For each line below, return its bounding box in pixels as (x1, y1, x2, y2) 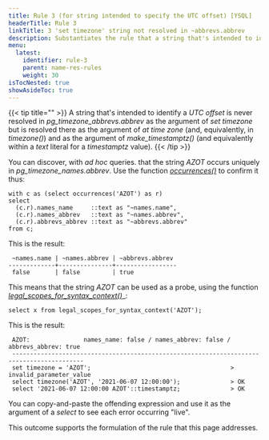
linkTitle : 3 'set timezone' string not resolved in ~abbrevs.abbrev (8, 26, 246, 34)
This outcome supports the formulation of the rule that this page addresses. (8, 423, 259, 433)
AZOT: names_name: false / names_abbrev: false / (11, 336, 231, 344)
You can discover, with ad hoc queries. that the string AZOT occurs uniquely (8, 158, 260, 167)
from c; (8, 225, 34, 233)
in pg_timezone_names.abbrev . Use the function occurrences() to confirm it (8, 166, 259, 176)
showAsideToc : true (8, 86, 74, 94)
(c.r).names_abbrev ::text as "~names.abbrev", (15, 211, 184, 219)
